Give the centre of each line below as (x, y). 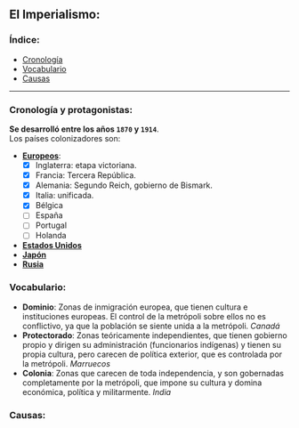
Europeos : (41, 156)
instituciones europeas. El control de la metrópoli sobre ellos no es (144, 316)
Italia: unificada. (65, 196)
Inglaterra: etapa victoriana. (86, 165)
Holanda (51, 236)
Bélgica (49, 206)
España (49, 215)
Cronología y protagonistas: (71, 109)
